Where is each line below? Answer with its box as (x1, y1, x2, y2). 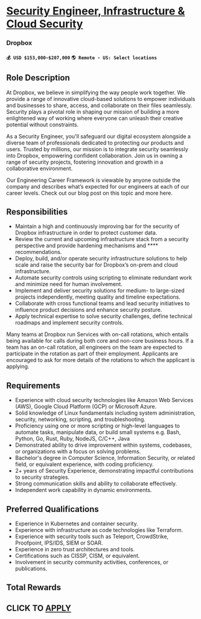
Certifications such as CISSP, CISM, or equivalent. (14, 552, 140, 559)
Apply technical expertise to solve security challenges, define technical (14, 313, 193, 320)
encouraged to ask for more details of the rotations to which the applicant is (6, 357, 195, 364)
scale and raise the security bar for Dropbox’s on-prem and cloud (14, 261, 178, 268)
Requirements (6, 380, 60, 391)
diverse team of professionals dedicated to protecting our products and (6, 139, 184, 146)
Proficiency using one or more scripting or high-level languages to (14, 422, 180, 430)
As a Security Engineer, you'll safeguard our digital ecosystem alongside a (6, 132, 191, 140)
